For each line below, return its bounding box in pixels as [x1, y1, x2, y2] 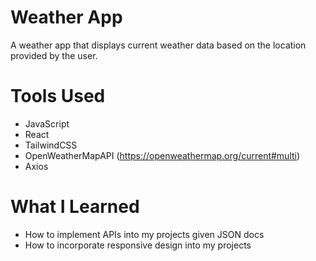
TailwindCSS [24, 139, 78, 151]
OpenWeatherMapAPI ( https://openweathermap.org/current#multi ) [24, 149, 301, 161]
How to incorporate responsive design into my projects [24, 239, 252, 251]
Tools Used [10, 85, 106, 108]
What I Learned [10, 196, 140, 218]
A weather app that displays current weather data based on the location [10, 39, 307, 51]
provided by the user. [10, 49, 98, 61]
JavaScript [24, 117, 70, 130]
